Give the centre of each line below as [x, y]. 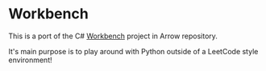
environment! [30, 60]
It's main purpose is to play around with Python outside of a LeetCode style [133, 51]
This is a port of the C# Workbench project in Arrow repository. [113, 36]
